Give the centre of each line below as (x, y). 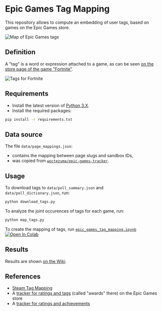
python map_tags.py (25, 220)
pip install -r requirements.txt (39, 119)
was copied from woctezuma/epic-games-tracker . (60, 161)
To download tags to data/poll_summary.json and (54, 188)
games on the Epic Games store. (38, 27)
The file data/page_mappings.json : (39, 146)
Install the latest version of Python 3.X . (51, 105)
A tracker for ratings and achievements (51, 304)
